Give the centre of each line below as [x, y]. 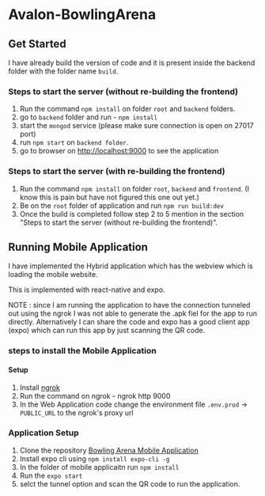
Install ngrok [40, 387]
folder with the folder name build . [63, 71]
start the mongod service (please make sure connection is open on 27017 [137, 126]
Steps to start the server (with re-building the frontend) [117, 172]
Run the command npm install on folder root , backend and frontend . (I [134, 188]
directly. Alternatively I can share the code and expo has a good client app [129, 322]
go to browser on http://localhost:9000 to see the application [119, 151]
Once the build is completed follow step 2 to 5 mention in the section [132, 214]
